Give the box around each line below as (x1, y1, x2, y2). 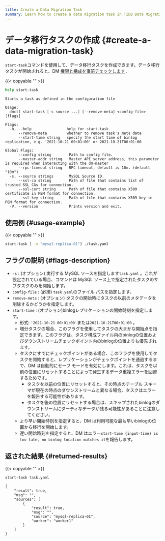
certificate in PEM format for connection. (5, 191, 96, 196)
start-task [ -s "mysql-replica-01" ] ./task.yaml (5, 241, 109, 246)
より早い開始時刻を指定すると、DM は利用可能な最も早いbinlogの (19, 418, 152, 423)
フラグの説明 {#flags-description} (5, 256, 110, 265)
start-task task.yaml (5, 475, 50, 480)
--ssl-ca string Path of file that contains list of (18, 178, 144, 183)
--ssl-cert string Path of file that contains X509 (18, 187, 137, 192)
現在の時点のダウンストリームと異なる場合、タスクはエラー (35, 387, 156, 393)
